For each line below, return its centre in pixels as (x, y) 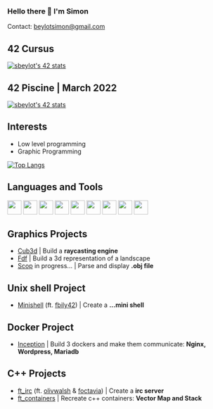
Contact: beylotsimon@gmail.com (56, 27)
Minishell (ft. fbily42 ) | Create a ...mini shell (80, 305)
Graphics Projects (47, 234)
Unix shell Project (46, 288)
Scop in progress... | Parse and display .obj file (85, 266)
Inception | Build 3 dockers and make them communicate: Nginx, (111, 344)
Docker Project (40, 327)
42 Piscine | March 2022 (62, 88)
